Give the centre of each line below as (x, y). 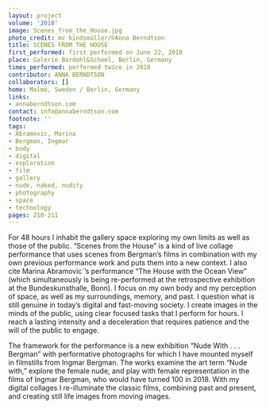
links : (19, 97)
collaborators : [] (39, 82)
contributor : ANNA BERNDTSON (56, 75)
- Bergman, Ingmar (39, 141)
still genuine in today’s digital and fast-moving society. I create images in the (133, 305)
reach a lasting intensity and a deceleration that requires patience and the (129, 322)
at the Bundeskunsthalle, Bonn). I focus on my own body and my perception (132, 288)
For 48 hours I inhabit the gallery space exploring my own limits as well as (129, 237)
